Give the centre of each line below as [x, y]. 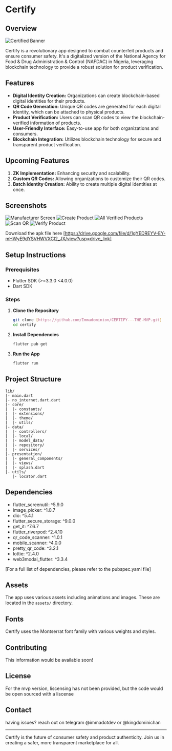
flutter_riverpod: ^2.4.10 [38, 532]
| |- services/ [23, 449]
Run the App [26, 354]
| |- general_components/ [34, 458]
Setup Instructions [36, 255]
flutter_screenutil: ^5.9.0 [38, 505]
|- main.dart [19, 396]
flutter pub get [30, 344]
